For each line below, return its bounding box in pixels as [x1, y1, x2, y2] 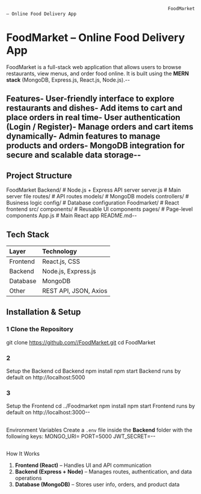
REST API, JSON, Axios [42, 286, 108, 294]
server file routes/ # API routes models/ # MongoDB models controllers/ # [6, 193, 190, 200]
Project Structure [6, 170, 72, 180]
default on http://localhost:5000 [6, 373, 85, 381]
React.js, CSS [42, 257, 80, 266]
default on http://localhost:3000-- [6, 409, 90, 416]
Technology [42, 247, 77, 255]
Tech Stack [6, 229, 49, 240]
